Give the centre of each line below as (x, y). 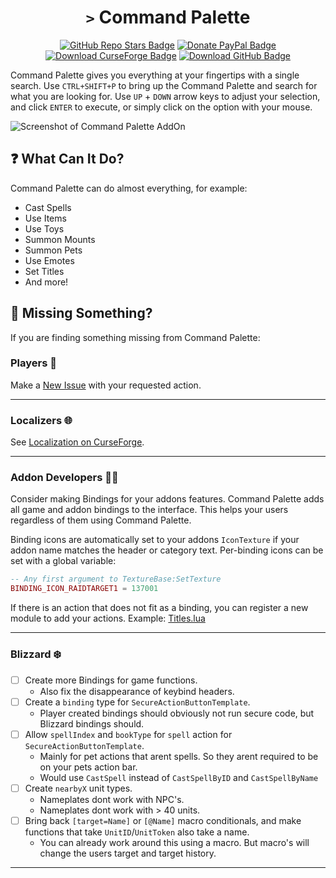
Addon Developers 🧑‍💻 (64, 478)
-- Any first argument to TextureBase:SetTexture (116, 579)
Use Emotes (49, 260)
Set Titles (44, 271)
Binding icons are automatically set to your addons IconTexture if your (155, 540)
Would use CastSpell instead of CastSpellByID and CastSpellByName (179, 777)
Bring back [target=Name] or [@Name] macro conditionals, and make (163, 820)
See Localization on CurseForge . (77, 442)
